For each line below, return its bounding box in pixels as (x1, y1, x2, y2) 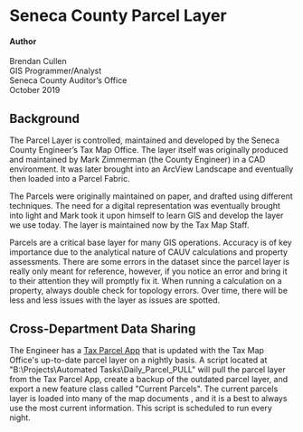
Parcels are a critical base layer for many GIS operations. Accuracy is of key (9, 237, 292, 249)
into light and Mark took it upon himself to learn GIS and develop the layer (9, 210, 284, 221)
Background (9, 110, 80, 127)
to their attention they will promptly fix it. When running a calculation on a (9, 276, 282, 286)
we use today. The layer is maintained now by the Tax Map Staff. (9, 220, 251, 230)
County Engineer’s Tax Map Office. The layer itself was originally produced (9, 145, 289, 155)
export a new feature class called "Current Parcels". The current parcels (9, 383, 279, 394)
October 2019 (9, 85, 61, 96)
